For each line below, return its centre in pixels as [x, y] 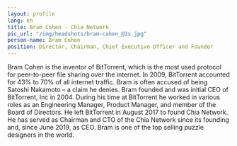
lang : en [20, 21]
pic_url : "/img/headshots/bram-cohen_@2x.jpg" [77, 34]
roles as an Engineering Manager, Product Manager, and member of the [112, 105]
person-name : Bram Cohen [44, 40]
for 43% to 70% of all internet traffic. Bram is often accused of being [108, 82]
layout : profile [31, 14]
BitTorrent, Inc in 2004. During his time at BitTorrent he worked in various [114, 97]
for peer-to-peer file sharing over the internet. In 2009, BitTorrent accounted [118, 74]
